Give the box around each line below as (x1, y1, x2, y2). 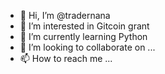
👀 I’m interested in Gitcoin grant (19, 20, 150, 32)
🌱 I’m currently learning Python (19, 31, 148, 42)
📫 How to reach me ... (19, 53, 113, 64)
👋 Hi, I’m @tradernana (19, 10, 111, 21)
